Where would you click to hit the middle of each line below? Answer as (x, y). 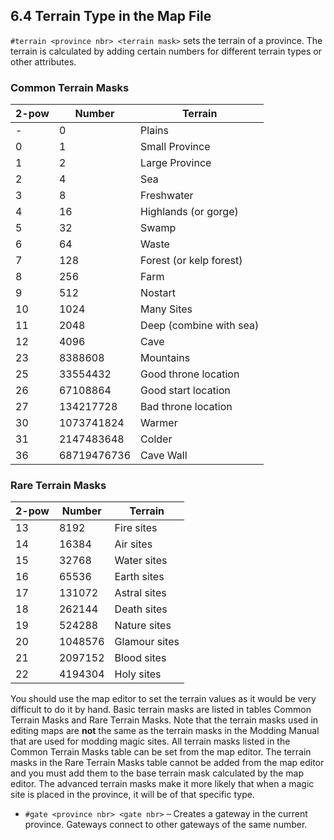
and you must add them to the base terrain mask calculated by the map (157, 773)
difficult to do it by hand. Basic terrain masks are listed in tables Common (161, 710)
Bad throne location (186, 407)
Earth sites (139, 577)
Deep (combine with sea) (200, 326)
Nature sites (143, 626)
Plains (154, 131)
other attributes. (43, 61)
